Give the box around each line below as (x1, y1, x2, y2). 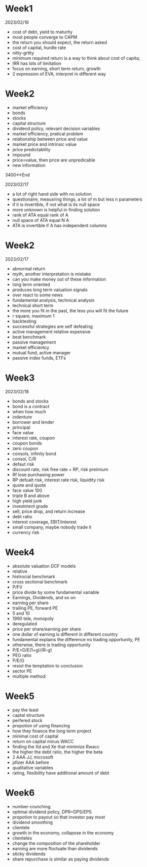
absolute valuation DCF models (12, 563, 76, 569)
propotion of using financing (12, 722, 70, 729)
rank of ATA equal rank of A (12, 212, 69, 218)
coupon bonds (12, 440, 42, 446)
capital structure (12, 120, 46, 126)
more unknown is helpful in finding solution (12, 206, 100, 212)
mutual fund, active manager (12, 349, 71, 356)
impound (12, 152, 31, 158)
